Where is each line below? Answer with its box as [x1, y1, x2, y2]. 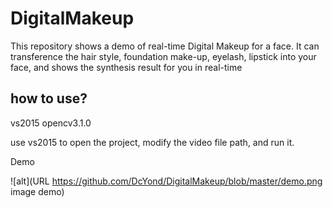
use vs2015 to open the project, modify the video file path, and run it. [10, 136, 295, 148]
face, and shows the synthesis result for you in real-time [10, 61, 243, 73]
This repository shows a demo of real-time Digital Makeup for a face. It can [10, 40, 320, 52]
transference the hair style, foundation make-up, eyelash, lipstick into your [10, 50, 317, 62]
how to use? [10, 90, 88, 107]
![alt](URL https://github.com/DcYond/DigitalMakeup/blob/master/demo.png [10, 175, 323, 187]
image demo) [10, 185, 65, 197]
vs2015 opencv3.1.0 [10, 117, 92, 129]
